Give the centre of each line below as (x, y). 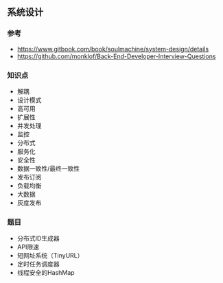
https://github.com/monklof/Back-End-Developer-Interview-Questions (116, 56)
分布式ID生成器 (38, 238)
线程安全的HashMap (46, 273)
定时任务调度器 (38, 264)
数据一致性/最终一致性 (48, 168)
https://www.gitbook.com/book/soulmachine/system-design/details (113, 49)
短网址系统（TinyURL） (50, 256)
